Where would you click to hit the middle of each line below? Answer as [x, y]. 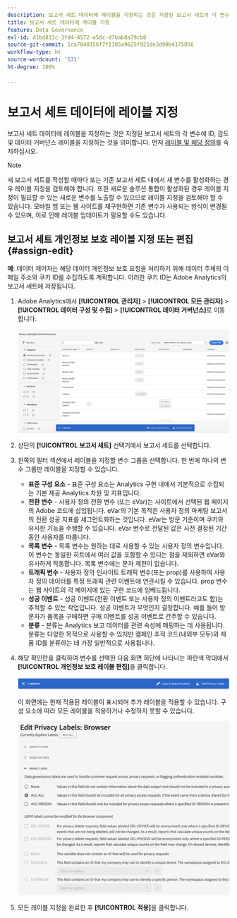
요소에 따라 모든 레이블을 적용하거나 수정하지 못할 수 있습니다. [110, 711]
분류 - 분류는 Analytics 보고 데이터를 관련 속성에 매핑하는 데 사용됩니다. [127, 625]
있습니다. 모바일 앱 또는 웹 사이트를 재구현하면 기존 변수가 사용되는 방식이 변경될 [117, 206]
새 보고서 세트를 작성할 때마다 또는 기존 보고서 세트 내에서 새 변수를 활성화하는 [115, 179]
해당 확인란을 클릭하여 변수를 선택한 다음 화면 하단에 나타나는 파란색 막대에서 [123, 658]
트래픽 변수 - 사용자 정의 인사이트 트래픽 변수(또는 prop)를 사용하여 [120, 572]
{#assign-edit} [41, 250]
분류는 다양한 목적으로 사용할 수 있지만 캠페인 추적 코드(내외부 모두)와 [123, 634]
